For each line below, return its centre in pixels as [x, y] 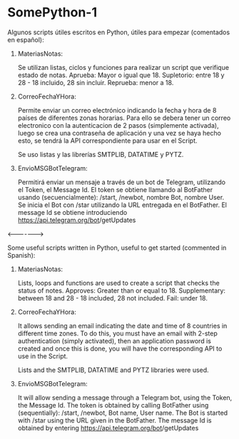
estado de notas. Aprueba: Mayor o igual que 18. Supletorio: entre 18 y [121, 75]
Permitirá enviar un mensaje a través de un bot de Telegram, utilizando [122, 182]
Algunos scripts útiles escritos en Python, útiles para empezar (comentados [119, 32]
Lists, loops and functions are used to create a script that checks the [118, 283]
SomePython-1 [52, 12]
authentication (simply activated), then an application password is [115, 340]
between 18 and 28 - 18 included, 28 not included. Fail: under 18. [113, 298]
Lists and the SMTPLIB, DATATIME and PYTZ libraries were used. [113, 370]
